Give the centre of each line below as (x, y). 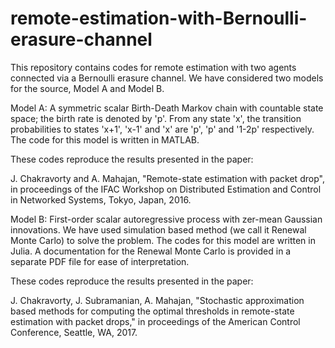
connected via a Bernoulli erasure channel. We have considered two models (167, 78)
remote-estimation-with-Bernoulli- (159, 18)
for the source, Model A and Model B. (87, 88)
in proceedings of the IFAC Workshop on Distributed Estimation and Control (166, 189)
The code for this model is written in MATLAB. (105, 139)
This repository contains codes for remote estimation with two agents (153, 67)
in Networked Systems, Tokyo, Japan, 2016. (101, 199)
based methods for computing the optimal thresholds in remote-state (152, 311)
